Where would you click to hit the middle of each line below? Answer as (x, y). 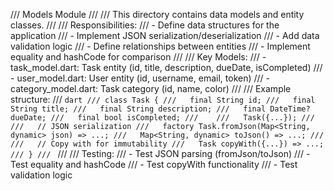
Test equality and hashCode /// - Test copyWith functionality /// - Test (154, 164)
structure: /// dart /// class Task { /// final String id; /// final (163, 99)
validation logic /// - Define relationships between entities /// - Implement (160, 46)
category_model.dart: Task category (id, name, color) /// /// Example (151, 88)
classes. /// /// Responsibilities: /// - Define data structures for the (145, 25)
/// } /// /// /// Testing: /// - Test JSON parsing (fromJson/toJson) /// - (160, 153)
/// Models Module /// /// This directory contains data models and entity (157, 14)
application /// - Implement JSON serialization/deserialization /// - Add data (165, 35)
